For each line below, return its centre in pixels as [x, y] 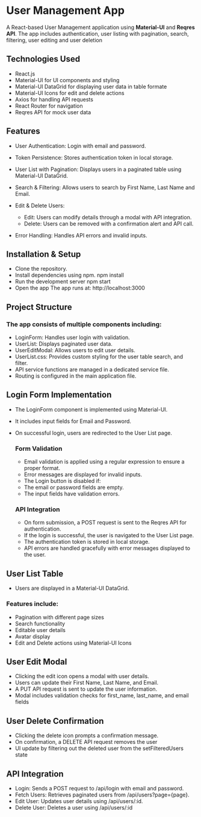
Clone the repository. [41, 269]
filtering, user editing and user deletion [54, 40]
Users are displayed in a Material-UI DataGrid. [72, 588]
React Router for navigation [49, 106]
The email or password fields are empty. [74, 488]
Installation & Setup [44, 254]
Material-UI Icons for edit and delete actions [70, 93]
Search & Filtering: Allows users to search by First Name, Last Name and [105, 187]
